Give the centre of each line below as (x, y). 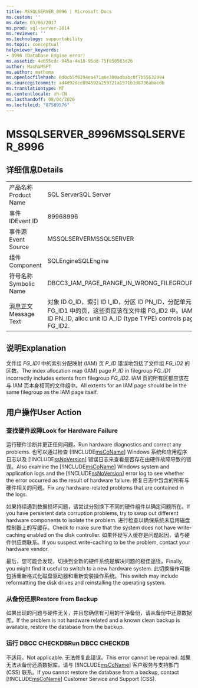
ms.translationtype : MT (35, 89)
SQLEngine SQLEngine (78, 260)
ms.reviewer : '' (26, 34)
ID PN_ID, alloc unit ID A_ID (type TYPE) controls (114, 318)
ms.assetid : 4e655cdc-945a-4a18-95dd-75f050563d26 (70, 61)
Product (20, 195)
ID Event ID (24, 221)
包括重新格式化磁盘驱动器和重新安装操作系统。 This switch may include (92, 576)
